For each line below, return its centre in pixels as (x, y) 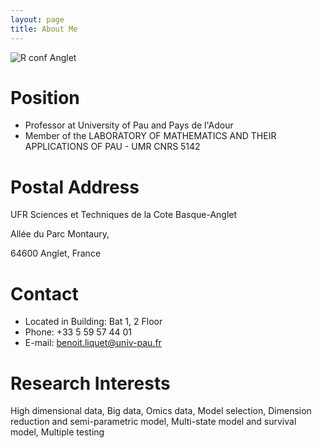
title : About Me (44, 29)
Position (45, 97)
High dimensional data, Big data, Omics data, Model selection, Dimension (161, 411)
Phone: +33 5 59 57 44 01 (78, 332)
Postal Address (75, 187)
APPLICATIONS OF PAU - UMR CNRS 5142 (112, 147)
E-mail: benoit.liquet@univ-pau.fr (93, 343)
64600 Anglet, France (56, 253)
